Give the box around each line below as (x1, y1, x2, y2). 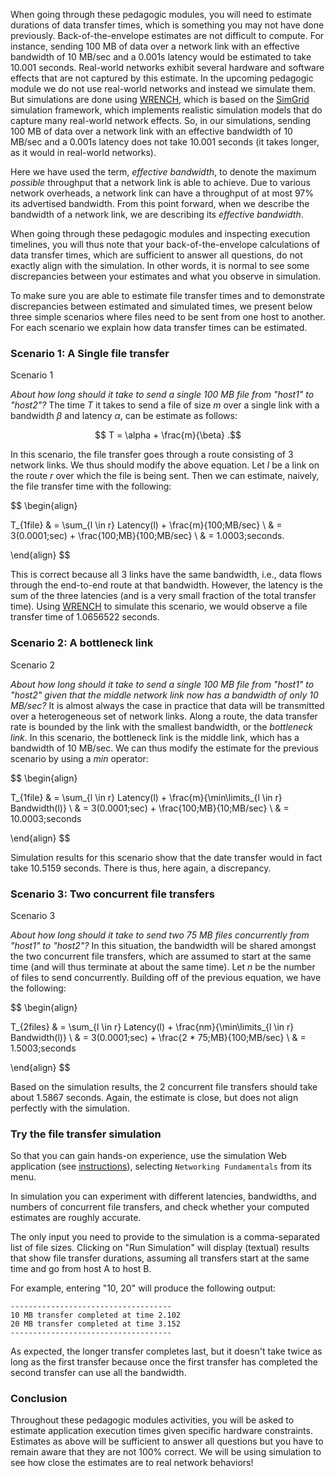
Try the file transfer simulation (10, 1127, 162, 1141)
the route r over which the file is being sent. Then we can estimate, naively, (10, 470, 320, 482)
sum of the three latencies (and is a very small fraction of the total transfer (10, 590, 317, 602)
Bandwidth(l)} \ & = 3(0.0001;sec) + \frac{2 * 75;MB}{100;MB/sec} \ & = (10, 1031, 307, 1043)
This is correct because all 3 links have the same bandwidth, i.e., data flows (10, 569, 323, 581)
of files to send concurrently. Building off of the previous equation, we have (10, 971, 322, 983)
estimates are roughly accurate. (10, 1212, 142, 1224)
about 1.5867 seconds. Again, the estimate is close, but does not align (10, 1091, 299, 1103)
